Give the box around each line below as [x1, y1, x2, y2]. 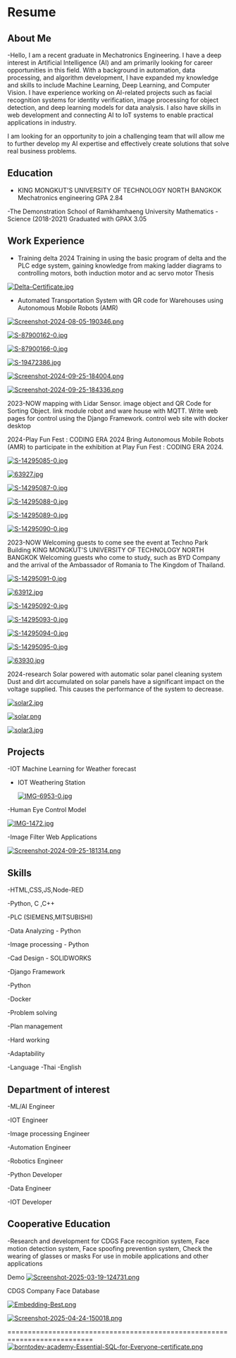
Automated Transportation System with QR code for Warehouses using [17, 296, 224, 304]
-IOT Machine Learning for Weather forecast [7, 765, 137, 773]
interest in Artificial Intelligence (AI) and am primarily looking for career [7, 58, 213, 67]
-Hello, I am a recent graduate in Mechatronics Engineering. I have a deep [7, 51, 222, 59]
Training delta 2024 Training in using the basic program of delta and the [17, 254, 227, 262]
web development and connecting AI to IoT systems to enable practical [7, 111, 213, 119]
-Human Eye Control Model [7, 806, 87, 814]
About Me [7, 32, 51, 44]
